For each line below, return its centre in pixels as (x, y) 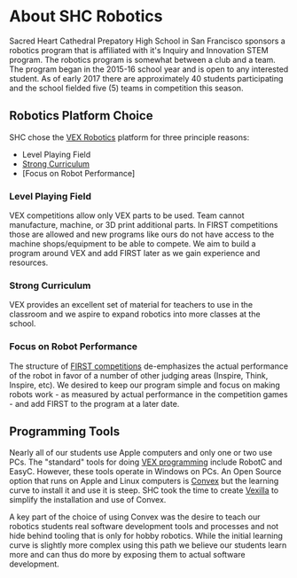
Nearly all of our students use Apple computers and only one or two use (141, 453)
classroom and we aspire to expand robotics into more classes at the (135, 314)
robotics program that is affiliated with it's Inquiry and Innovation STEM (139, 50)
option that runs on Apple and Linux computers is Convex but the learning (144, 481)
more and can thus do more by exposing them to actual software (127, 555)
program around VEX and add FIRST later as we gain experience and (135, 254)
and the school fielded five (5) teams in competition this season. (126, 88)
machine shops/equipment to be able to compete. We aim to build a (133, 244)
